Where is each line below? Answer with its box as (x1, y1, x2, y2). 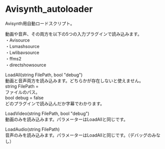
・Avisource (5, 37, 30, 43)
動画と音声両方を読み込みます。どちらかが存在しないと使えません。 (5, 78, 144, 84)
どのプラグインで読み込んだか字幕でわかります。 (5, 100, 105, 106)
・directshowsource (5, 62, 47, 68)
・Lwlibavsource (5, 50, 40, 55)
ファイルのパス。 (5, 89, 40, 95)
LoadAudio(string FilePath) (5, 126, 60, 132)
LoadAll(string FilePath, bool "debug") (5, 72, 83, 78)
